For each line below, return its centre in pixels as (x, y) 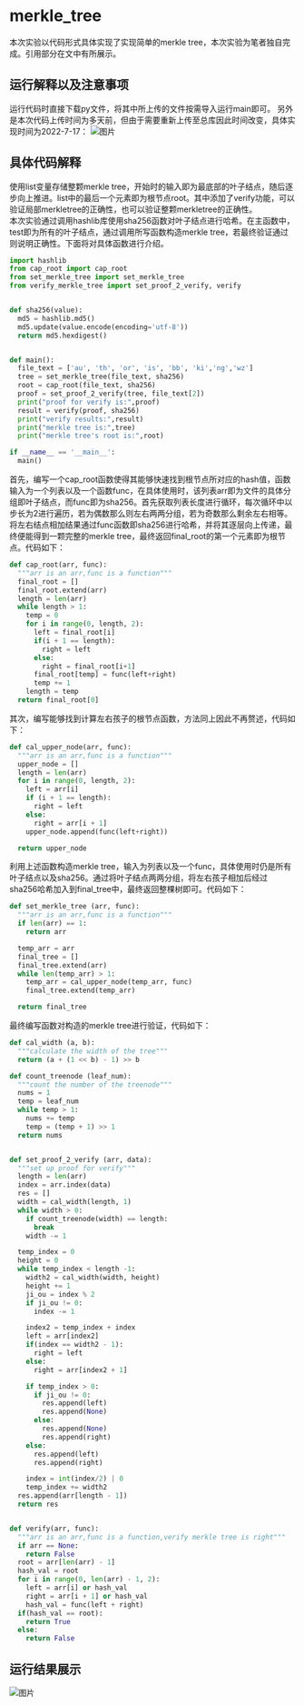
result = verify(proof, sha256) (79, 410)
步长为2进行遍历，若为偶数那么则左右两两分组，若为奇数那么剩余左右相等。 (151, 514)
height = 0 (38, 1260)
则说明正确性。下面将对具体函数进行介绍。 (89, 243)
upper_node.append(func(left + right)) (97, 832)
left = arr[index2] (63, 1336)
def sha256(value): (46, 310)
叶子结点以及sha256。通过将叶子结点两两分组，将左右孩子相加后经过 (139, 878)
